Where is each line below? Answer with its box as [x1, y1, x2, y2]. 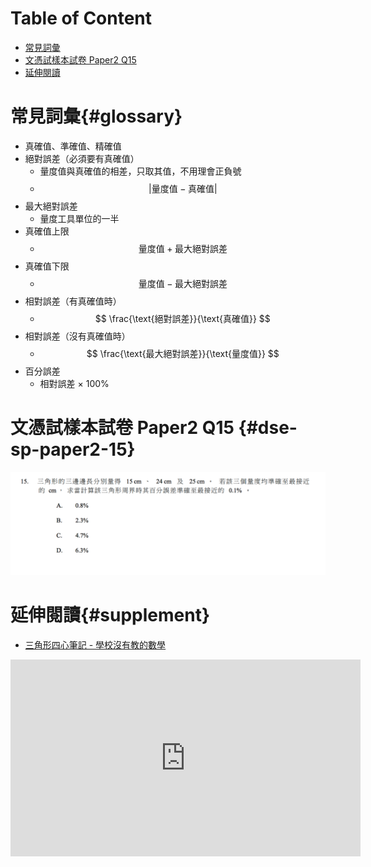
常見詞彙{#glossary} [10, 105, 183, 128]
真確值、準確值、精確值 [24, 140, 122, 152]
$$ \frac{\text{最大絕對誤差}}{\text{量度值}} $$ [86, 347, 280, 359]
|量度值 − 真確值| [148, 182, 218, 194]
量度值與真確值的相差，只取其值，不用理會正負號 [39, 165, 242, 177]
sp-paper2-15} [10, 438, 136, 461]
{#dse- [238, 417, 298, 439]
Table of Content [10, 7, 153, 30]
